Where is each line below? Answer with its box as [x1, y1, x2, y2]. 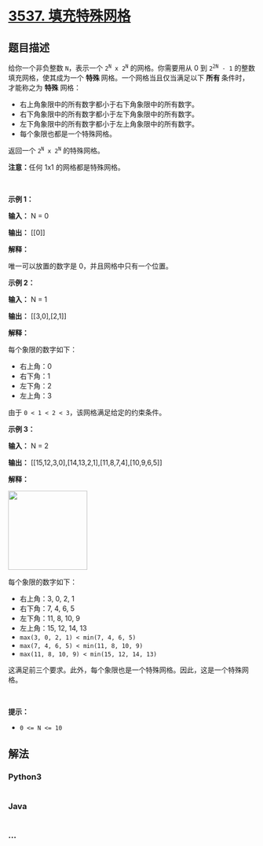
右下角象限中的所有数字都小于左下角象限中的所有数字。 [19, 109, 199, 119]
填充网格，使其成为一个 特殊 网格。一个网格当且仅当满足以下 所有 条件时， [8, 73, 250, 83]
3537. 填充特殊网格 [8, 7, 131, 25]
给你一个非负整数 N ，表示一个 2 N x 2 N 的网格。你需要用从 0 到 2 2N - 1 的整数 [8, 64, 256, 72]
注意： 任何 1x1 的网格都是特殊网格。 [8, 163, 125, 171]
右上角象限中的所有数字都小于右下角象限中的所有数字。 [19, 100, 199, 109]
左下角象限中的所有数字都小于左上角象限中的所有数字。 [19, 120, 199, 128]
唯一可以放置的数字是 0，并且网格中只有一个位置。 [8, 261, 173, 270]
